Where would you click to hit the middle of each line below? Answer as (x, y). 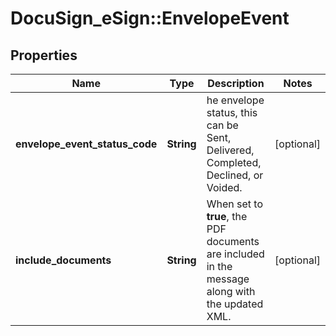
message (228, 279)
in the (219, 266)
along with (231, 291)
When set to (234, 204)
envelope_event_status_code (86, 144)
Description (236, 83)
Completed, (234, 162)
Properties (44, 55)
